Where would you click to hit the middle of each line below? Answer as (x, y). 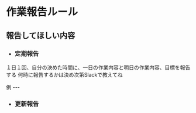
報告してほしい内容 (41, 35)
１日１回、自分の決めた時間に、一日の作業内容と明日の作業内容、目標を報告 (98, 67)
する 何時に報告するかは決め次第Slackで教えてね (64, 74)
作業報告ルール (42, 12)
